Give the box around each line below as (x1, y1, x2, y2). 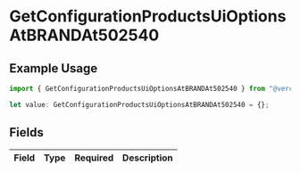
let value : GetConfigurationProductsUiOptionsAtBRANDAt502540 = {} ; (9, 100, 270, 109)
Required (74, 152, 114, 164)
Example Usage (9, 61, 98, 76)
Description (121, 152, 174, 164)
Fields (9, 125, 45, 140)
